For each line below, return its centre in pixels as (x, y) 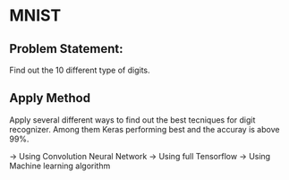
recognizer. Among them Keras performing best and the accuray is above (144, 129)
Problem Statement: (66, 49)
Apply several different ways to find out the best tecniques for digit (132, 120)
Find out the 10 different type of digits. (80, 70)
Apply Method (50, 98)
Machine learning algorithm (60, 166)
